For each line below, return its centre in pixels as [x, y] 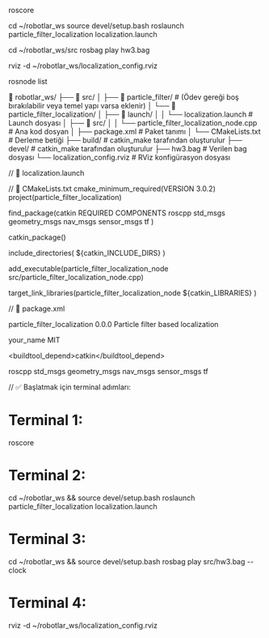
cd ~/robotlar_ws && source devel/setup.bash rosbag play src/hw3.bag [127, 561]
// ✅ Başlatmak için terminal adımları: [70, 387]
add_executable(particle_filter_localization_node [88, 268]
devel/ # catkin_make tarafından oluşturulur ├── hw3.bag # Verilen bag [128, 149]
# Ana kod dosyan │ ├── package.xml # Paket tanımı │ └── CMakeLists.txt [134, 132]
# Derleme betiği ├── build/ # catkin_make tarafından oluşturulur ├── [125, 140]
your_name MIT [34, 340]
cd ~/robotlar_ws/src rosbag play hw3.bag [79, 50]
